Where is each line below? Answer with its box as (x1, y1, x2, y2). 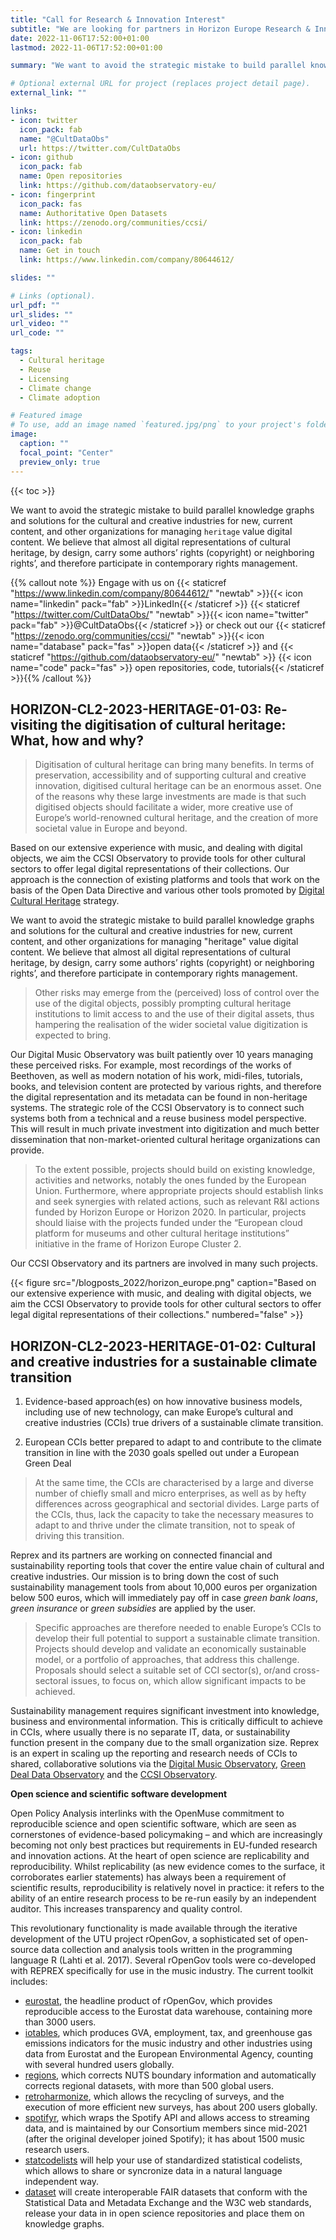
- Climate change (19, 383, 92, 393)
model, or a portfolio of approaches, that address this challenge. (34, 1654, 300, 1666)
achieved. (34, 1686, 76, 1698)
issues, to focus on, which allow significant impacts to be (70, 1675, 307, 1687)
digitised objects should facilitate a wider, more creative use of (34, 801, 294, 813)
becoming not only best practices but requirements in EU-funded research (10, 1839, 318, 1851)
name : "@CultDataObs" (19, 134, 110, 144)
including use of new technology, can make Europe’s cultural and (24, 1406, 293, 1418)
